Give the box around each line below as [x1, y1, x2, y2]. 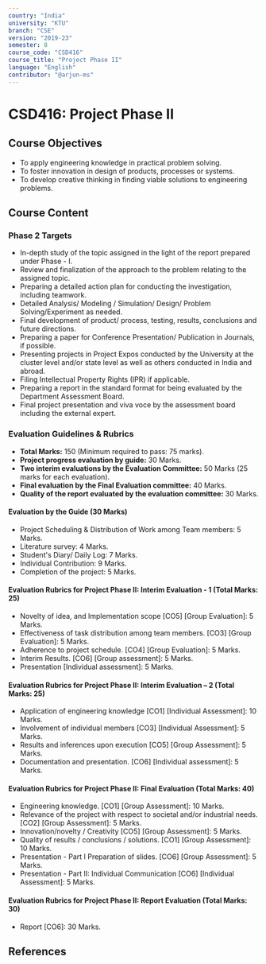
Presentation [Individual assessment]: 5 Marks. [19, 662, 174, 672]
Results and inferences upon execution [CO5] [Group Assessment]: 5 [19, 740, 246, 750]
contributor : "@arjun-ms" [8, 71, 94, 79]
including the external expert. [19, 409, 117, 418]
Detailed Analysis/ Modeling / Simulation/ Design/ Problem [19, 299, 212, 309]
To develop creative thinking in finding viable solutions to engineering [19, 174, 248, 184]
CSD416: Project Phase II [8, 105, 175, 123]
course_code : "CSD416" [8, 49, 83, 56]
